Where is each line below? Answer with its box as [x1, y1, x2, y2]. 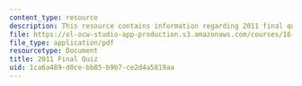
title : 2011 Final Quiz [9, 55, 99, 64]
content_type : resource [9, 13, 99, 22]
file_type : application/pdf [9, 38, 115, 47]
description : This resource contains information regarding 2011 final [9, 21, 283, 30]
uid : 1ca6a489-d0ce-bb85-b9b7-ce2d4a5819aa [9, 64, 175, 73]
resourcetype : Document [9, 47, 99, 56]
